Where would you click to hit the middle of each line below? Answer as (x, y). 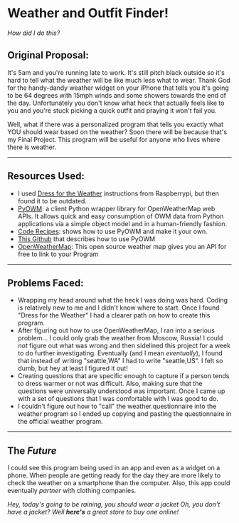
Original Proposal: (48, 55)
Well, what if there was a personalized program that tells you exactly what (116, 124)
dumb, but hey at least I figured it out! (73, 368)
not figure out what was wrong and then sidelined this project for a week (124, 346)
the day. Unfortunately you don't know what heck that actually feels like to (116, 103)
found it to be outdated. (52, 200)
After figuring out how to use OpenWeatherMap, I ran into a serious (116, 330)
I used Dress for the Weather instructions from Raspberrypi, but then (118, 193)
